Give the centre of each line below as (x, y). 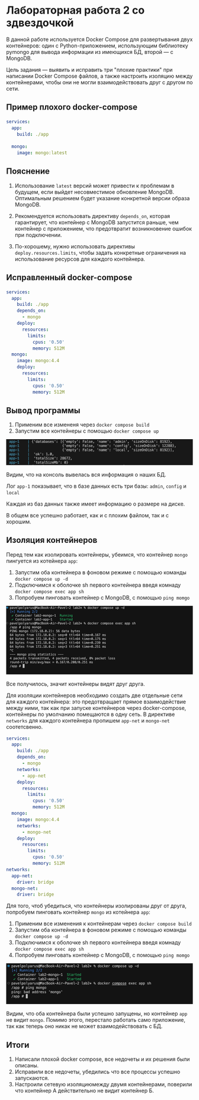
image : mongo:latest (42, 153)
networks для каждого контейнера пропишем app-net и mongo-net (88, 720)
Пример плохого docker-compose (72, 107)
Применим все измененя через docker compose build (82, 425)
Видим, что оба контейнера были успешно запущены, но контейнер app (97, 1013)
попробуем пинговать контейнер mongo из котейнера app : (78, 912)
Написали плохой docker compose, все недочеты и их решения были (102, 1059)
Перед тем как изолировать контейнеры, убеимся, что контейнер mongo (97, 554)
